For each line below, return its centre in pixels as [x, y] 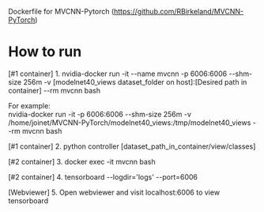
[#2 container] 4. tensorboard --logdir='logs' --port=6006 [103, 176]
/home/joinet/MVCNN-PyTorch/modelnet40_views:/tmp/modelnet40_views [130, 123]
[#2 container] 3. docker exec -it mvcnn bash [82, 161]
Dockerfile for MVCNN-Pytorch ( [61, 11]
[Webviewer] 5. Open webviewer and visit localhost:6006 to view [114, 192]
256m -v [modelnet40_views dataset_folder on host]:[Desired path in [135, 81]
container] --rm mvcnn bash [55, 90]
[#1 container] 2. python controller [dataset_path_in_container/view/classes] [132, 146]
